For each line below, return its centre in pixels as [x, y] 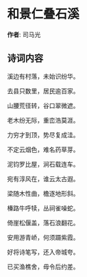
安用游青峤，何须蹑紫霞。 [43, 237]
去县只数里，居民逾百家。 [43, 91]
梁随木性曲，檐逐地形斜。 [43, 193]
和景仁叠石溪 [43, 14]
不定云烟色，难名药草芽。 [43, 150]
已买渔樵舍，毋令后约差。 [43, 267]
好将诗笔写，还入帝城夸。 [43, 252]
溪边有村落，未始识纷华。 [43, 76]
